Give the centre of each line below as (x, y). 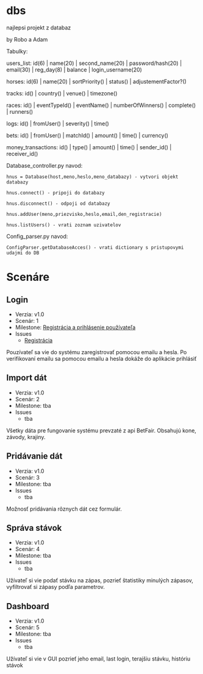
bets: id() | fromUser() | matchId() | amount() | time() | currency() (87, 135)
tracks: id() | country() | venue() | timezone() (62, 93)
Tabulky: (17, 51)
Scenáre (28, 277)
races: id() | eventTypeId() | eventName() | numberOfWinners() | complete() (101, 105)
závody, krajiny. (26, 437)
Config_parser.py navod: (37, 236)
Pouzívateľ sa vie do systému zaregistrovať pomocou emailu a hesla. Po (97, 352)
